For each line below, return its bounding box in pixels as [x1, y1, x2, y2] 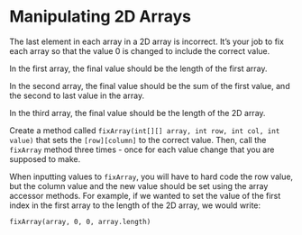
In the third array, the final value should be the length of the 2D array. [9, 107, 266, 118]
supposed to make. [9, 153, 81, 164]
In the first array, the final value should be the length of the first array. [9, 63, 268, 74]
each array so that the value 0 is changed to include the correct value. [9, 45, 270, 56]
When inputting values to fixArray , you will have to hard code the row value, [9, 171, 294, 182]
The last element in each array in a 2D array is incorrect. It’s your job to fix [9, 36, 284, 47]
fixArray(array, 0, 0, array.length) [9, 217, 151, 226]
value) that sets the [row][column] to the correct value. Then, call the [9, 134, 267, 145]
